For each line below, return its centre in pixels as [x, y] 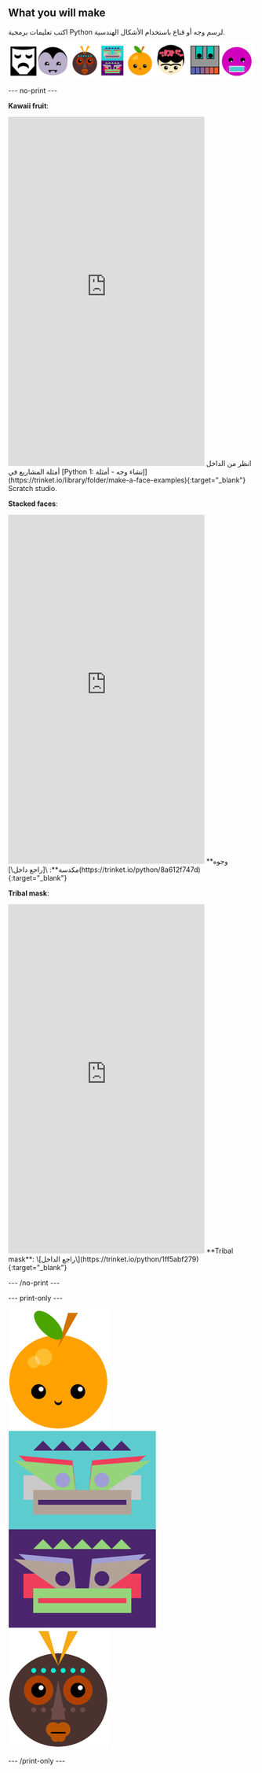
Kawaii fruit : [29, 105]
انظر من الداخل [229, 463]
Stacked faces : [33, 504]
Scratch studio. [33, 488]
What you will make [57, 13]
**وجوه [217, 861]
